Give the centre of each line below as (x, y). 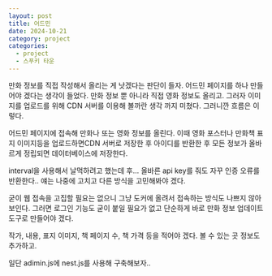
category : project (39, 39)
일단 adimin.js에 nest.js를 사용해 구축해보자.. (80, 263)
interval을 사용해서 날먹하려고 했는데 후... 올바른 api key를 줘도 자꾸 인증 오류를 (134, 170)
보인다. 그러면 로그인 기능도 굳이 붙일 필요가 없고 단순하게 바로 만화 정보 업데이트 (136, 208)
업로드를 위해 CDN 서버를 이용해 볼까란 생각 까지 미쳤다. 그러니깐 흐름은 (137, 106)
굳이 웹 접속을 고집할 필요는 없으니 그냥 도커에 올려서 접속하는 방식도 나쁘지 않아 (135, 198)
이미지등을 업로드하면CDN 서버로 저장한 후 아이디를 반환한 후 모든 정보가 (132, 143)
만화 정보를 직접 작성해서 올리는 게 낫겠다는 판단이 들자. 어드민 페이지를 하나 (129, 85)
